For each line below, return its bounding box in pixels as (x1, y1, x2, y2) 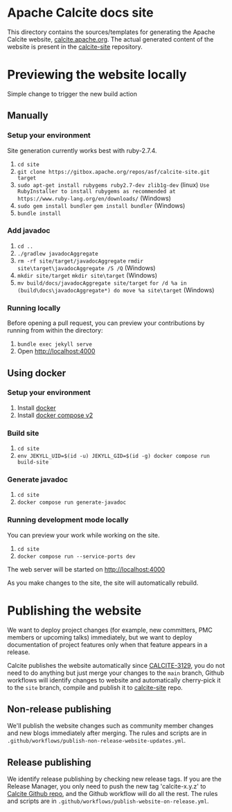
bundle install (17, 210, 62, 217)
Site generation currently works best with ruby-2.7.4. (7, 146, 157, 155)
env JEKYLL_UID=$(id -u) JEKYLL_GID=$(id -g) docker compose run (17, 452, 210, 460)
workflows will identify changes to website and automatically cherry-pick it (7, 676, 221, 684)
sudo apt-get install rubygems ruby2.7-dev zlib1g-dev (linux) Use (17, 180, 210, 188)
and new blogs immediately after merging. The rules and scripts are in (7, 729, 207, 737)
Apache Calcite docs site (7, 5, 154, 21)
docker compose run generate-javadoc (17, 499, 127, 506)
